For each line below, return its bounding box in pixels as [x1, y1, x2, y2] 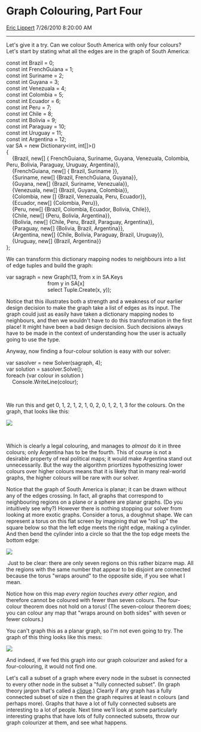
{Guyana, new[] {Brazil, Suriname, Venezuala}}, [11, 180, 129, 187]
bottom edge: [6, 536, 40, 543]
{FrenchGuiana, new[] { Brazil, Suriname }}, [11, 167, 119, 174]
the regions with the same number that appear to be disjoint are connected [6, 565, 191, 573]
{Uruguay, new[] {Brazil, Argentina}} [11, 237, 102, 244]
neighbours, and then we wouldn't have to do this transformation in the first [6, 316, 193, 324]
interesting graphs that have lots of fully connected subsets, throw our [6, 712, 179, 719]
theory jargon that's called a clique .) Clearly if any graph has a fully [6, 687, 172, 694]
